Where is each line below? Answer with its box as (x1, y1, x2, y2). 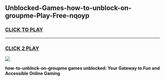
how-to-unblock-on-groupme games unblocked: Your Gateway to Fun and (5, 65, 160, 71)
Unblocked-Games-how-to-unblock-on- (5, 4, 132, 12)
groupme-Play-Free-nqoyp (5, 12, 90, 20)
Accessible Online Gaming (5, 70, 60, 76)
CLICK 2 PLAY (5, 45, 39, 52)
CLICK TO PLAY (5, 27, 43, 33)
